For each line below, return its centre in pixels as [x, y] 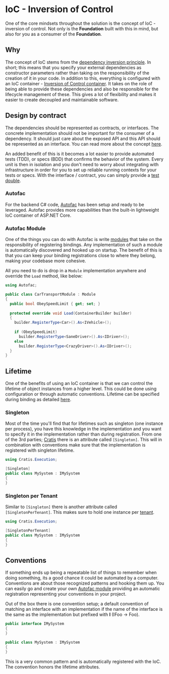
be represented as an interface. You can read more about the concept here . [84, 144]
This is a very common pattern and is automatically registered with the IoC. [83, 661]
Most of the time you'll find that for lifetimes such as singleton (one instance [84, 423]
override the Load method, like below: [44, 276]
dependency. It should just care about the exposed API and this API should [83, 138]
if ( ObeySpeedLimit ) [36, 332]
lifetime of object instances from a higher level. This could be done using [81, 389]
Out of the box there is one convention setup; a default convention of [77, 604]
